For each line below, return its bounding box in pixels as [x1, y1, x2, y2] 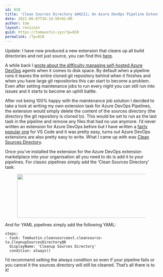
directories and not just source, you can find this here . [5, 53, 113, 59]
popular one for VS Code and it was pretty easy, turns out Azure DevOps [5, 129, 150, 135]
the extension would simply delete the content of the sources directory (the [5, 108, 156, 114]
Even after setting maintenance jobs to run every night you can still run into [5, 83, 155, 89]
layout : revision [5, 25, 40, 30]
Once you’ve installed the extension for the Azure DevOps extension [5, 148, 142, 154]
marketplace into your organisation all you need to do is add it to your [5, 154, 144, 159]
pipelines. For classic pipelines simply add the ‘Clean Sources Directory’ [5, 159, 149, 165]
